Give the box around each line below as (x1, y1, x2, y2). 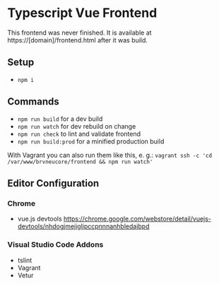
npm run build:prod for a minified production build (17, 136, 165, 146)
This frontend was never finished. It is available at (7, 28, 152, 37)
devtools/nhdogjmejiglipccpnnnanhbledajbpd (17, 222, 150, 231)
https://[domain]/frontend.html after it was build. (7, 35, 148, 44)
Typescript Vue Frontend (7, 5, 158, 21)
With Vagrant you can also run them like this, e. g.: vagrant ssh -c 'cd (7, 151, 213, 159)
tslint (17, 256, 32, 264)
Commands (7, 95, 60, 107)
